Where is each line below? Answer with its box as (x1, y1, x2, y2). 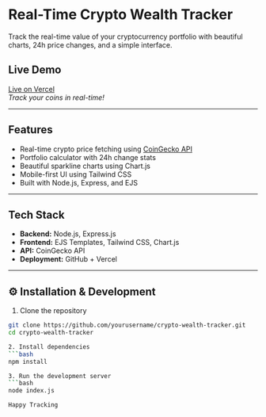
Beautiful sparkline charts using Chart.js (19, 161, 150, 170)
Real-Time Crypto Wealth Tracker (8, 6, 234, 24)
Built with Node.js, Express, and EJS (19, 178, 139, 187)
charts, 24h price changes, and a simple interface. (8, 40, 173, 49)
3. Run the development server (8, 372, 112, 380)
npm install (8, 358, 47, 365)
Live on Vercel (8, 84, 55, 94)
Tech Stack (8, 208, 65, 221)
